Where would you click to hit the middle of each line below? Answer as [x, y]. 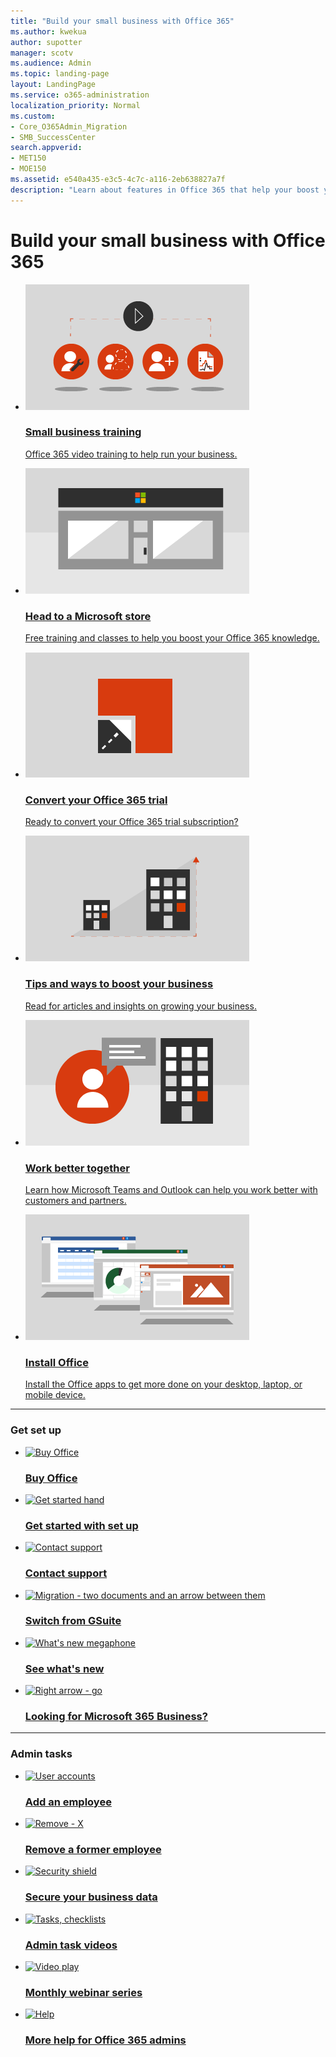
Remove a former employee [93, 1849]
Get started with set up [81, 1525]
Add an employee [68, 1802]
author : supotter [46, 42]
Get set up [36, 1430]
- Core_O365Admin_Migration [69, 126]
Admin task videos [71, 1945]
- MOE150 [28, 169]
